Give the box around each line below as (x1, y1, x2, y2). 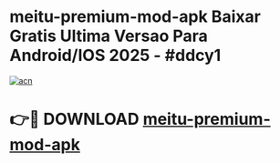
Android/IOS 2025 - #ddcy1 (9, 46, 222, 66)
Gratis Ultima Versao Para (9, 25, 208, 46)
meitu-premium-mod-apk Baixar (9, 6, 262, 27)
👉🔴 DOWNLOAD (9, 109, 140, 129)
